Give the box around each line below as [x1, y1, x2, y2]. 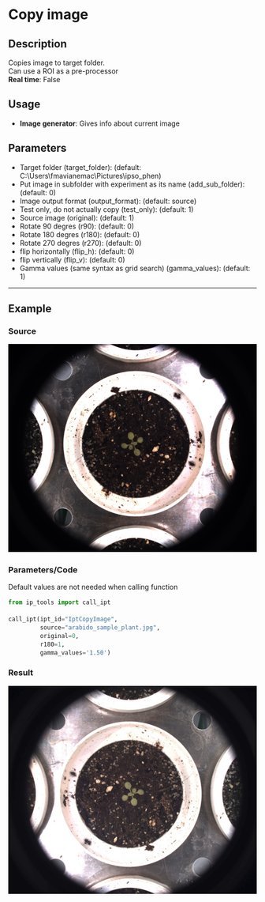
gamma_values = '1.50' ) [39, 648, 111, 657]
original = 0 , [39, 632, 80, 640]
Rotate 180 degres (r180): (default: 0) [19, 229, 140, 239]
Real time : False [8, 75, 61, 84]
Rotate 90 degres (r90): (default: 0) [19, 221, 135, 231]
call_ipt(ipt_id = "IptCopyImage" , [8, 615, 118, 624]
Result [8, 667, 34, 678]
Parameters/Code [8, 564, 78, 576]
